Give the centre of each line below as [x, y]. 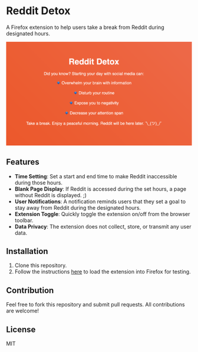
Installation [27, 251]
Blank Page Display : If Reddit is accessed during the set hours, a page [100, 189]
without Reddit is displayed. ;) [51, 195]
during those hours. [39, 182]
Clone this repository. [41, 265]
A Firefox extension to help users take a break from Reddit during [85, 27]
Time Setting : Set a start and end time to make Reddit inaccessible [96, 176]
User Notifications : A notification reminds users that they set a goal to [100, 201]
